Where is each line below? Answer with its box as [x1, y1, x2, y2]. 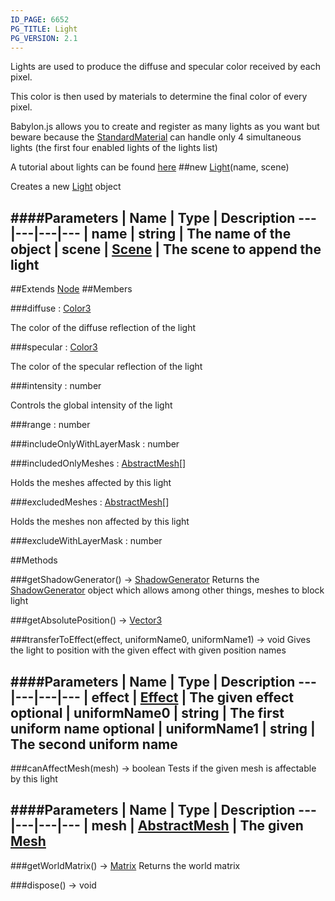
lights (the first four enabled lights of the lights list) [10, 142, 218, 154]
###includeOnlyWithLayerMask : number [10, 438, 180, 450]
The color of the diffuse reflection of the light [10, 322, 197, 334]
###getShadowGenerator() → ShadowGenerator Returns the [10, 574, 260, 586]
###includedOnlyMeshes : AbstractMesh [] [10, 457, 187, 470]
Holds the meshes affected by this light [10, 477, 172, 489]
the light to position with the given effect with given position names [10, 644, 287, 656]
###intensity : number [10, 380, 102, 392]
